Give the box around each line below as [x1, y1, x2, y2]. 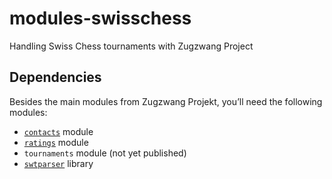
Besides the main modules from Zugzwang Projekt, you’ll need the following [9, 95, 323, 107]
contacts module [23, 125, 94, 137]
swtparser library [23, 157, 94, 169]
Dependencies [9, 69, 102, 86]
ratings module [23, 136, 89, 148]
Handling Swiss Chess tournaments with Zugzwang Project [9, 40, 254, 52]
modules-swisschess [9, 7, 192, 30]
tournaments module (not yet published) [23, 147, 187, 159]
